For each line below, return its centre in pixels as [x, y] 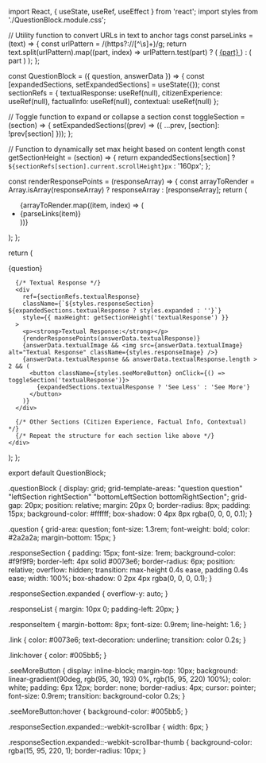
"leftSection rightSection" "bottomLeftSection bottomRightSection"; [119, 497]
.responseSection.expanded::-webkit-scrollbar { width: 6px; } [108, 727]
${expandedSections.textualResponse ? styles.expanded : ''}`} [115, 311]
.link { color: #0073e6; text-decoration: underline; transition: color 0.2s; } [127, 640]
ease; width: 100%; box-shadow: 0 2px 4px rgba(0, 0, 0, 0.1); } [110, 578]
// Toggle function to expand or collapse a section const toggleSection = [127, 117]
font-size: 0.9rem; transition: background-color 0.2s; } [97, 696]
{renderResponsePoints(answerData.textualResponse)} [112, 339]
